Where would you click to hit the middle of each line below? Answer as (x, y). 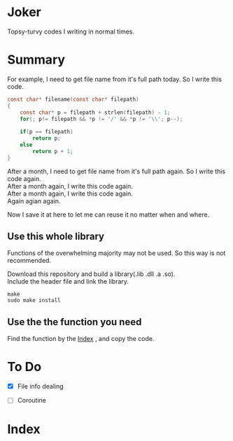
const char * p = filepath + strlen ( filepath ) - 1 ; (95, 113)
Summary (36, 60)
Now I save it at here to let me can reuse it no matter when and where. (108, 215)
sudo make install (34, 301)
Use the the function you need (75, 322)
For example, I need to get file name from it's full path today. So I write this (115, 79)
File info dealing (41, 386)
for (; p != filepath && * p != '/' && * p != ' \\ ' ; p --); (101, 119)
